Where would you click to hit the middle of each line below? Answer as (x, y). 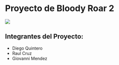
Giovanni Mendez (30, 58)
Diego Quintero (27, 48)
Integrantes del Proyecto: (44, 37)
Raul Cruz (22, 53)
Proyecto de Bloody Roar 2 (60, 8)
